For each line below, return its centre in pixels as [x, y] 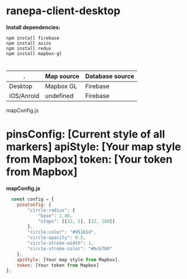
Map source [62, 76]
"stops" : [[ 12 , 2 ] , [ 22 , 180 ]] [76, 221]
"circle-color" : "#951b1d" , [62, 232]
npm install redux [29, 48]
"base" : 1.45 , [55, 216]
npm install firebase [33, 38]
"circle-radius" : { [51, 210]
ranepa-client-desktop [63, 11]
